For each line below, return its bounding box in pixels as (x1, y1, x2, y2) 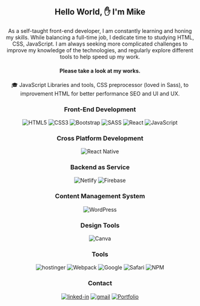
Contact (88, 279, 112, 288)
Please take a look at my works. (59, 67, 141, 74)
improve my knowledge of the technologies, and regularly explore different (7, 47, 193, 54)
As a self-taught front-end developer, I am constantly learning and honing (8, 27, 192, 35)
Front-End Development (64, 105, 136, 113)
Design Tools (80, 221, 120, 229)
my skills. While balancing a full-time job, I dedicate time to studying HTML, (6, 34, 194, 41)
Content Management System (55, 192, 145, 201)
